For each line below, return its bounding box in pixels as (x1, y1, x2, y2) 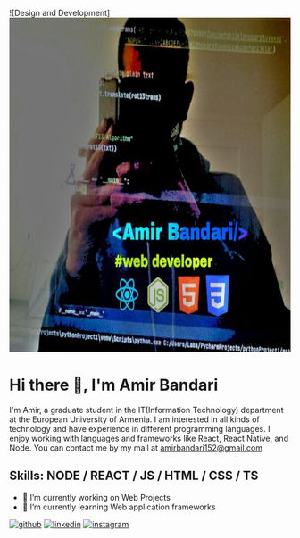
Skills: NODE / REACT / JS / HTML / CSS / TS (9, 468, 259, 484)
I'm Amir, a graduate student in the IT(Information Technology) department (9, 404, 284, 415)
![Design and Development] (9, 8, 111, 18)
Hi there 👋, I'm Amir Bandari (9, 375, 219, 395)
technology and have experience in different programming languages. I (9, 423, 271, 434)
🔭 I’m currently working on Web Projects (21, 492, 171, 502)
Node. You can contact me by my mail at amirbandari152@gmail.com (9, 442, 263, 453)
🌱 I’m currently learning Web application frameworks (21, 501, 216, 512)
